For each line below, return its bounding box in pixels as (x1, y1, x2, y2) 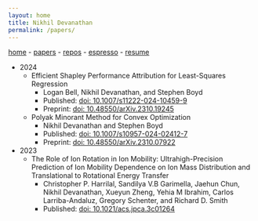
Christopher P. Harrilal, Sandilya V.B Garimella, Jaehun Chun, (42, 179, 241, 189)
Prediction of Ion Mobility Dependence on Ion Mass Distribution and (31, 162, 251, 172)
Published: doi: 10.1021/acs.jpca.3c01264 (42, 205, 175, 214)
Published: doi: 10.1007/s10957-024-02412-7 (42, 129, 188, 139)
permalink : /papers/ (8, 26, 76, 34)
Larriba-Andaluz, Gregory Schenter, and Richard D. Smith (42, 196, 228, 205)
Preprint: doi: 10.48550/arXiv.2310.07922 (42, 138, 176, 147)
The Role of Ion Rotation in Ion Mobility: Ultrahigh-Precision (31, 154, 223, 164)
